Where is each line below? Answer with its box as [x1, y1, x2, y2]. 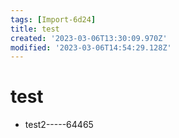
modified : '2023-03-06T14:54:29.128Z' [10, 42, 172, 53]
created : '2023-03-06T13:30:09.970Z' [10, 33, 168, 43]
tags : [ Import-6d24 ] [10, 14, 97, 25]
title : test [10, 24, 60, 34]
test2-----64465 [24, 119, 94, 131]
